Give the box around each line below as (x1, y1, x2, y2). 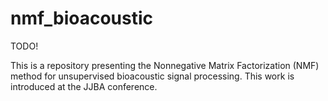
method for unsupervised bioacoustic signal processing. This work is (10, 70, 295, 82)
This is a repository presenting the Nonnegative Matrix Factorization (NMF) (10, 59, 320, 71)
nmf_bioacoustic (10, 7, 154, 30)
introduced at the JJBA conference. (10, 80, 158, 92)
